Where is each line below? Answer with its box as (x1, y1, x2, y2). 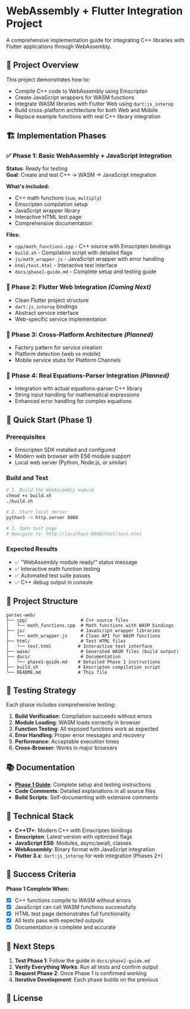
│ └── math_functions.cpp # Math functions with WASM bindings (6, 622, 174, 629)
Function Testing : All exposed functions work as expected (14, 725, 159, 733)
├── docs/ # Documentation (6, 654, 121, 660)
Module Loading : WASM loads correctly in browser (14, 719, 141, 726)
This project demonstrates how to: (6, 76, 90, 83)
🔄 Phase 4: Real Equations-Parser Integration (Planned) (6, 371, 170, 379)
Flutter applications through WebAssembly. (6, 43, 112, 50)
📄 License (6, 993, 43, 1004)
